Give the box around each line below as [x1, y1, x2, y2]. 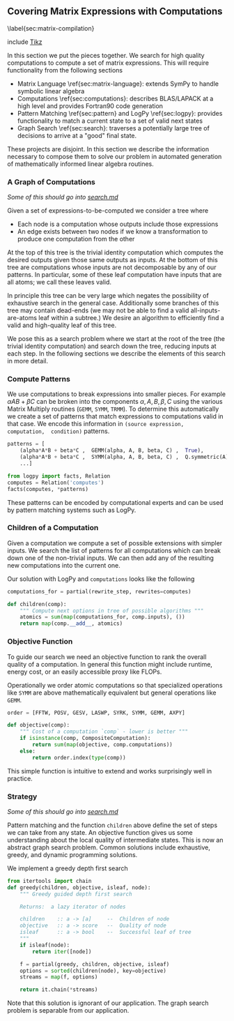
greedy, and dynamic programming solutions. [7, 850, 138, 859]
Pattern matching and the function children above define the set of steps [7, 821, 218, 829]
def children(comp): [7, 600, 68, 607]
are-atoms [7, 314, 37, 322]
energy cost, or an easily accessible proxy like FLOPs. [7, 667, 162, 676]
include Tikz [7, 38, 42, 46]
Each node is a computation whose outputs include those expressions [17, 220, 219, 229]
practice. [7, 774, 33, 782]
